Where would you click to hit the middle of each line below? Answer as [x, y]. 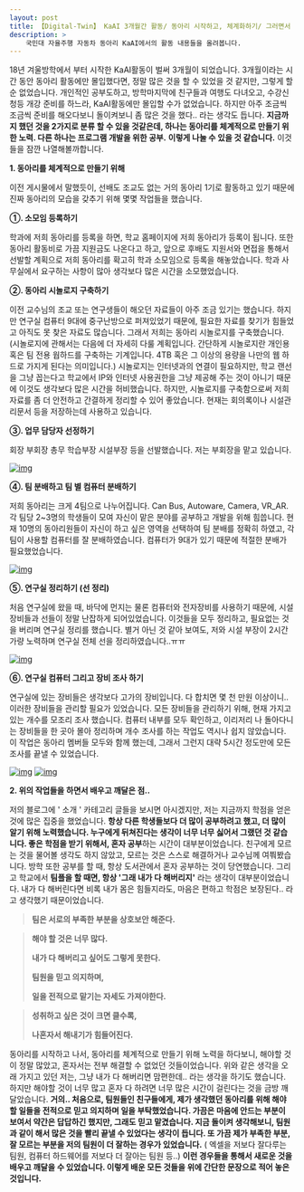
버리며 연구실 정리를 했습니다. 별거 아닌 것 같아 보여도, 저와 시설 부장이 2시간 [153, 630]
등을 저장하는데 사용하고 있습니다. [92, 412]
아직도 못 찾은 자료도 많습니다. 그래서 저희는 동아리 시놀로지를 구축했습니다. [152, 332]
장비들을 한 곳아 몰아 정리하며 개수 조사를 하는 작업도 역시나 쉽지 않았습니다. [152, 731]
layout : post [34, 18]
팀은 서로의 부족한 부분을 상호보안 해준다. [103, 920]
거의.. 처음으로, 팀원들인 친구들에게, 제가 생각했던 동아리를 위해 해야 [168, 1100]
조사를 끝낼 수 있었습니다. [54, 754]
